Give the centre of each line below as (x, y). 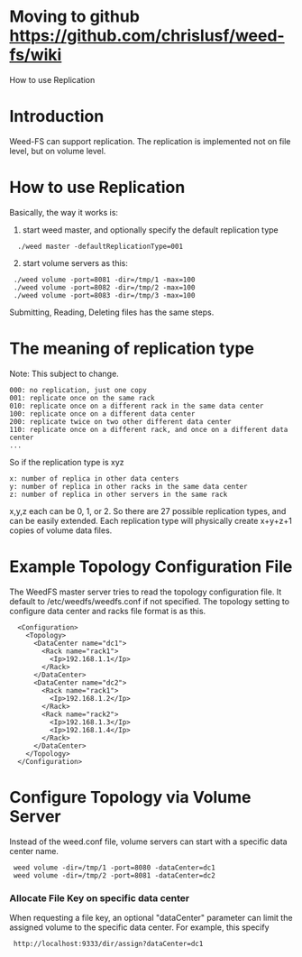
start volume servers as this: (75, 262)
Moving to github (74, 17)
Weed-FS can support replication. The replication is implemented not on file (150, 141)
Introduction (57, 117)
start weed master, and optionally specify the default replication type (150, 230)
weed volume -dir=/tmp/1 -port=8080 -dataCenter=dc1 (114, 868)
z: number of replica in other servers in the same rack (119, 494)
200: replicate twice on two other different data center (120, 421)
